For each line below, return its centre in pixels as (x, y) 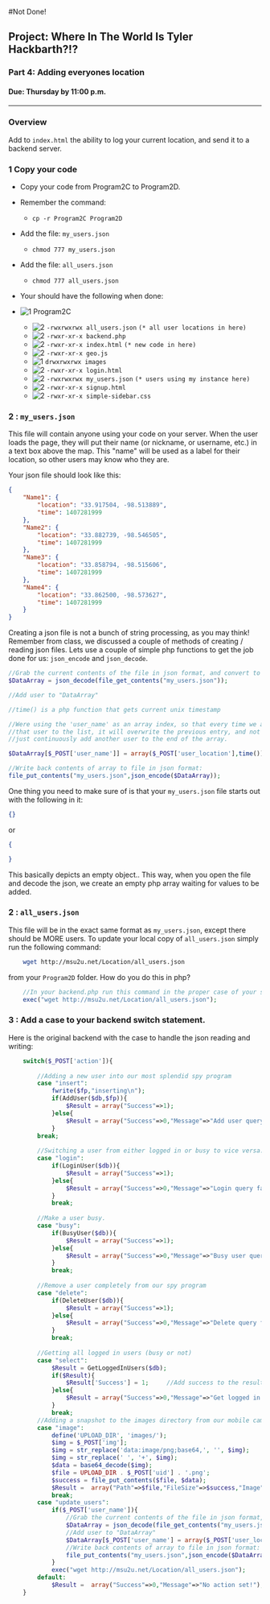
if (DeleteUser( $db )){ (88, 1300)
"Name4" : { (41, 587)
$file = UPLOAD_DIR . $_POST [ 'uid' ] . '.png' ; (131, 1473)
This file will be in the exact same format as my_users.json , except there (127, 930)
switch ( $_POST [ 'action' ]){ (68, 1061)
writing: (21, 1046)
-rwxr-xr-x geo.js (78, 353)
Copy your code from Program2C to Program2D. (100, 187)
